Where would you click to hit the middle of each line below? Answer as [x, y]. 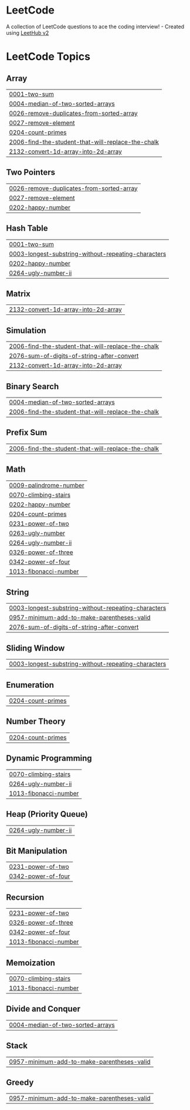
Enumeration [30, 685]
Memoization [31, 962]
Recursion [25, 897]
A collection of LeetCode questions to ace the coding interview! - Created [95, 26]
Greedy [20, 1082]
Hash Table [27, 228]
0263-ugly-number [37, 533]
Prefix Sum [27, 433]
